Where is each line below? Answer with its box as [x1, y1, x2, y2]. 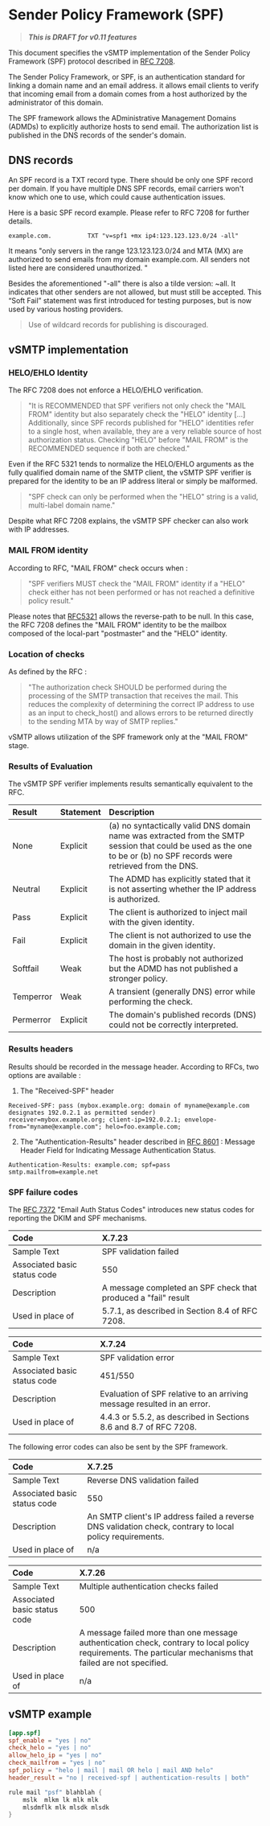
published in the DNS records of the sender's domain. [8, 130, 186, 140]
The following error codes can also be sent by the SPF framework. [8, 1441, 228, 1451]
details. [8, 216, 33, 226]
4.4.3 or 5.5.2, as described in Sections [100, 1411, 250, 1422]
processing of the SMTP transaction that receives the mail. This [27, 691, 239, 701]
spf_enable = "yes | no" [8, 1736, 92, 1745]
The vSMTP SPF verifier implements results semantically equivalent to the [8, 779, 253, 789]
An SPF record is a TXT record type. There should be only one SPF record [8, 175, 253, 184]
